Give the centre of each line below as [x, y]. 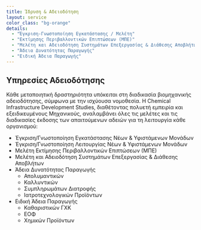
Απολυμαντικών [44, 176]
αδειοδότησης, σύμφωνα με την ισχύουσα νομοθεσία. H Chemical [89, 101]
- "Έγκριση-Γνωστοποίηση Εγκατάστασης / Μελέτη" [73, 34]
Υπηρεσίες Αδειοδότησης [56, 80]
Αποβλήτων [29, 163]
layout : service [26, 17]
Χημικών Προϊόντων [49, 220]
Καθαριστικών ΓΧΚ [48, 208]
